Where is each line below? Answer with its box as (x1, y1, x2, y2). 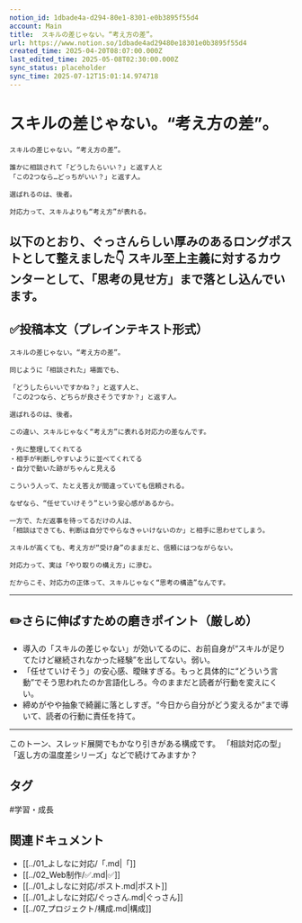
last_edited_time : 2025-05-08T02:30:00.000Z (9, 55, 179, 64)
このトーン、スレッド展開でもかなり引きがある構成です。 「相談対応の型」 (9, 737, 286, 748)
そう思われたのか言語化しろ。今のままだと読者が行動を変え (41, 676, 262, 687)
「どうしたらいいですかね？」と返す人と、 (9, 383, 143, 392)
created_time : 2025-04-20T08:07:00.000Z (9, 47, 164, 56)
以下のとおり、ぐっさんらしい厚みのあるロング (9, 234, 270, 249)
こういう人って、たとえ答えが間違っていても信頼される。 (9, 481, 189, 491)
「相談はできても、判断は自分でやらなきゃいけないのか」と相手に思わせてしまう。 (9, 526, 270, 535)
